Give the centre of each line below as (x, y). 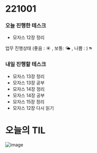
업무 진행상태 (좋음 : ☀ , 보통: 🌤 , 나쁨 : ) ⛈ (49, 48)
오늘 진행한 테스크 (26, 26)
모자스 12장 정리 (28, 37)
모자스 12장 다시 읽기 (33, 108)
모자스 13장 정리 (28, 76)
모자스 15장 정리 (28, 101)
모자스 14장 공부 (28, 95)
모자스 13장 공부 (28, 83)
